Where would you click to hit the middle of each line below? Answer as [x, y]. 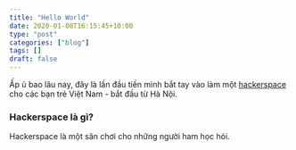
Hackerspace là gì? [51, 117]
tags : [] [25, 51]
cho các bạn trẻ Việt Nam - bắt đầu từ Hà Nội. [94, 94]
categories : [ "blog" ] [49, 42]
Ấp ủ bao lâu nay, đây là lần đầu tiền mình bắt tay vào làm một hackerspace [148, 84]
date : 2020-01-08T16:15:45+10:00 [71, 26]
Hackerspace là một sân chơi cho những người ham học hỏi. [119, 137]
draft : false [33, 59]
